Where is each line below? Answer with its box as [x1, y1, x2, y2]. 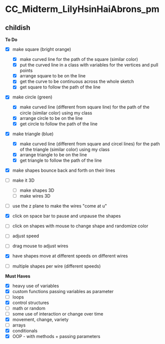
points [19, 67, 33, 73]
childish [5, 23, 31, 32]
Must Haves [5, 273, 31, 279]
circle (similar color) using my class [19, 110, 92, 116]
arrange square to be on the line [19, 73, 86, 79]
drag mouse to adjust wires [12, 243, 69, 249]
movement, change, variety [12, 316, 69, 323]
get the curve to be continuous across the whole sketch [19, 78, 134, 84]
